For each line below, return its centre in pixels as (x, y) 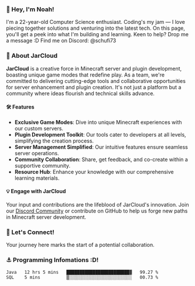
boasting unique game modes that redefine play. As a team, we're (85, 75)
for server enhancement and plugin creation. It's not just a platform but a (94, 87)
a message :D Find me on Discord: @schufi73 (61, 41)
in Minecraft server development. (46, 217)
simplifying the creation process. (54, 141)
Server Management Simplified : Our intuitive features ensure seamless (101, 147)
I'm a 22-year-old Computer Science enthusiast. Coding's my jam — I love (96, 22)
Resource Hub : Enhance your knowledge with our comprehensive (94, 172)
